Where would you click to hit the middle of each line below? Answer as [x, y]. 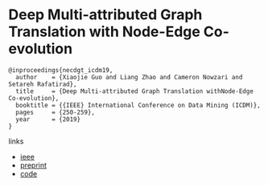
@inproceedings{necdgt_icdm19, [61, 70]
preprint [33, 165]
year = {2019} [48, 119]
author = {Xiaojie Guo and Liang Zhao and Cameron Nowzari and [129, 77]
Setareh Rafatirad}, [43, 84]
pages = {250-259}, [55, 112]
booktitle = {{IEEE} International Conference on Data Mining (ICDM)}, [138, 105]
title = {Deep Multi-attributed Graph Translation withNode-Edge [134, 91]
